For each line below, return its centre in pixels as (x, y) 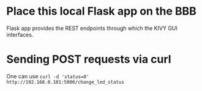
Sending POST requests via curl (89, 60)
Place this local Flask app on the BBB (102, 11)
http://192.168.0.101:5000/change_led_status (65, 82)
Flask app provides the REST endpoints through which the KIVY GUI (92, 28)
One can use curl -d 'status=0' (48, 76)
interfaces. (20, 34)
